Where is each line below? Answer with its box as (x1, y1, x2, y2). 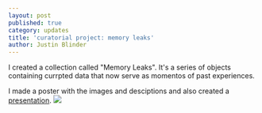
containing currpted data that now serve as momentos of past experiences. (8, 71, 256, 81)
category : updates (8, 26, 69, 34)
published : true (8, 19, 62, 27)
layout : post (8, 11, 52, 20)
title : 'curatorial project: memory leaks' (8, 33, 155, 42)
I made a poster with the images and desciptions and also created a (8, 86, 230, 96)
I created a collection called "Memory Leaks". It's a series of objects (8, 62, 232, 72)
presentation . (8, 96, 52, 105)
